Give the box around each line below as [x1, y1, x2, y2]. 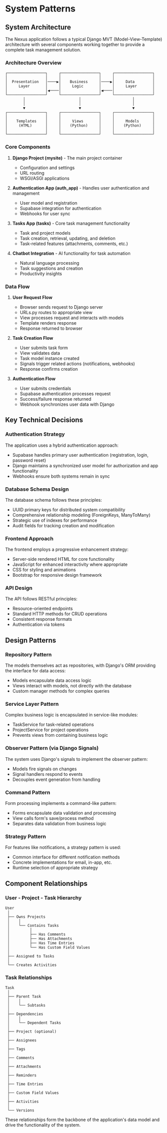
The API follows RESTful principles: [5, 596, 78, 602]
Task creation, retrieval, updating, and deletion [19, 235, 116, 241]
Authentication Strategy [5, 431, 65, 438]
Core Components [5, 144, 51, 151]
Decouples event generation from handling [12, 776, 101, 782]
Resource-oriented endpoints [12, 606, 73, 612]
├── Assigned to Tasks [7, 954, 55, 959]
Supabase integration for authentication [19, 205, 102, 211]
